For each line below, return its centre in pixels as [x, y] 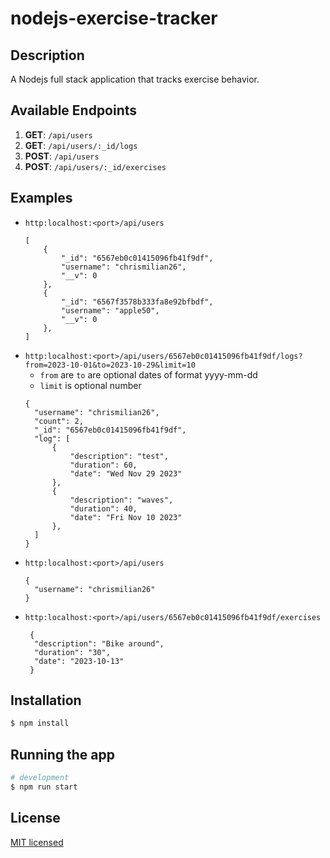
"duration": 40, [103, 508]
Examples [41, 198]
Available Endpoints [74, 110]
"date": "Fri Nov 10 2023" [126, 517]
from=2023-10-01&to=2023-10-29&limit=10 [110, 365]
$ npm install [40, 723]
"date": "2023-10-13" [79, 661]
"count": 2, [59, 421]
